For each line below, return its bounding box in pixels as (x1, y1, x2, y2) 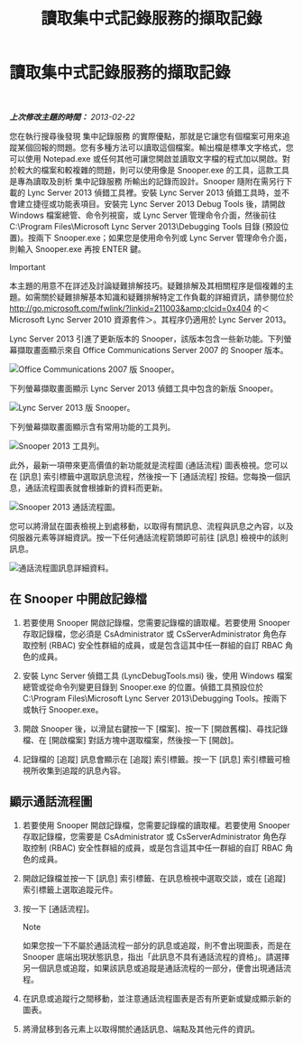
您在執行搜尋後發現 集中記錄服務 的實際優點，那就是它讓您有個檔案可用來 (9, 130, 282, 141)
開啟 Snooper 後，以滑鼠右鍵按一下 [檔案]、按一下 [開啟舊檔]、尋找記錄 (22, 723, 289, 734)
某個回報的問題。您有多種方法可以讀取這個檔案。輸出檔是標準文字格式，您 (16, 142, 294, 153)
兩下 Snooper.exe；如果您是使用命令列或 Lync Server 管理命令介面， (35, 232, 292, 243)
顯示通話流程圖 (9, 794, 93, 809)
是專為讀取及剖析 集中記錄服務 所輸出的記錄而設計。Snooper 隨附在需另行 (9, 175, 285, 186)
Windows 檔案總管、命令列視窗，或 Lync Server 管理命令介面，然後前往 (9, 210, 277, 220)
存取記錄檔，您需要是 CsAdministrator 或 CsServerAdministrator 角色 (22, 831, 280, 842)
